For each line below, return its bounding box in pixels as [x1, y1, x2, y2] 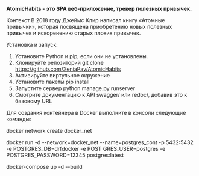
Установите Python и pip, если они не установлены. [14, 53, 148, 59]
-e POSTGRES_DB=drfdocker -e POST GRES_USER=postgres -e [6, 145, 166, 152]
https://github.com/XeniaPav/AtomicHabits [14, 65, 121, 73]
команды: [6, 115, 31, 123]
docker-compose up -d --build [6, 163, 83, 170]
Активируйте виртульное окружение [14, 72, 110, 79]
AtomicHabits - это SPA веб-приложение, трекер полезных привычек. [6, 5, 192, 12]
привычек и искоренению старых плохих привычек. [6, 29, 141, 37]
